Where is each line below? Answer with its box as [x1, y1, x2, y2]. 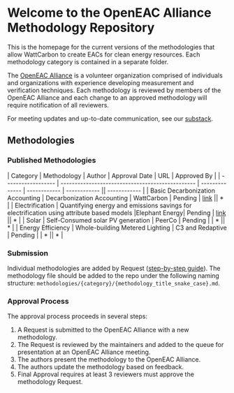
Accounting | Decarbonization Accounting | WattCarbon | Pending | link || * [7, 193, 224, 202]
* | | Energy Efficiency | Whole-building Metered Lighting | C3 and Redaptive [7, 223, 227, 232]
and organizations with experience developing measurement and [7, 78, 194, 87]
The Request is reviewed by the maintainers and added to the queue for [17, 341, 224, 349]
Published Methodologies [7, 156, 96, 165]
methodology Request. [17, 378, 83, 386]
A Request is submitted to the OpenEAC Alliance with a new [17, 326, 189, 334]
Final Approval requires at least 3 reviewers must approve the [17, 370, 194, 378]
